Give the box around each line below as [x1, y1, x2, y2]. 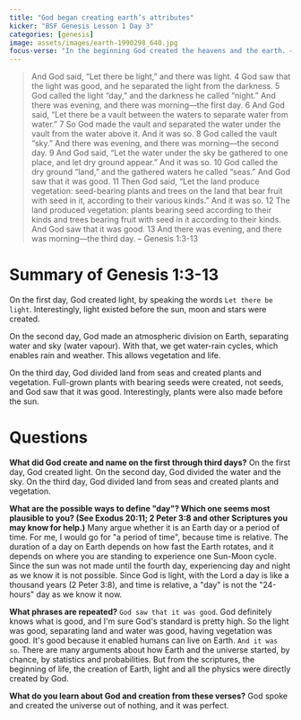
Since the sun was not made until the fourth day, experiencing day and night [9, 560, 291, 571]
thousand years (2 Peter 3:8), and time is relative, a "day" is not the [9, 580, 258, 590]
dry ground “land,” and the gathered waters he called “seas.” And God [30, 167, 291, 178]
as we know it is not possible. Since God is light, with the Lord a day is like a [9, 570, 289, 580]
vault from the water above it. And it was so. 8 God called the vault [30, 128, 278, 139]
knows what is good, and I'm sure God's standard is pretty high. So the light [9, 616, 289, 627]
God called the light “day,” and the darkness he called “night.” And [30, 91, 276, 101]
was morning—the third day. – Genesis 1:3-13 [30, 233, 199, 244]
